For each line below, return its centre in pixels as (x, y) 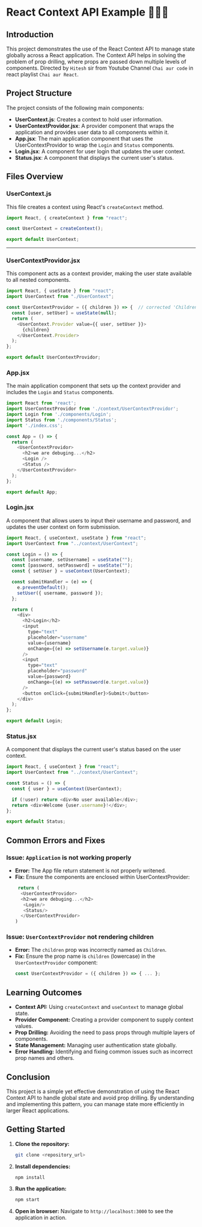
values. (24, 1026)
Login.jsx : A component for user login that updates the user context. (100, 151)
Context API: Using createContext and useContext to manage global (99, 1007)
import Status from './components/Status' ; (62, 420)
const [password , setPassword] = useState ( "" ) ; (72, 565)
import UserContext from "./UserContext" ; (60, 297)
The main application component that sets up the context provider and (93, 386)
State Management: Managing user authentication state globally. (96, 1046)
